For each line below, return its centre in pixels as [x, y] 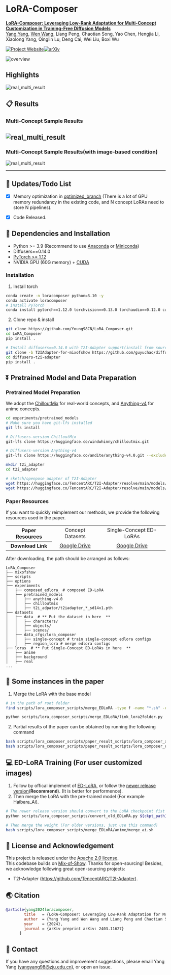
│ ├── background [26, 657]
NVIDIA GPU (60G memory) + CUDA [51, 262]
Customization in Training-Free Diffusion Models [58, 28]
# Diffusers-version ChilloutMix [41, 437]
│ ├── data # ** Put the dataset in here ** [58, 617]
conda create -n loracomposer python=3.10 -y [55, 296]
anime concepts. [23, 409]
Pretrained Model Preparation [43, 392]
